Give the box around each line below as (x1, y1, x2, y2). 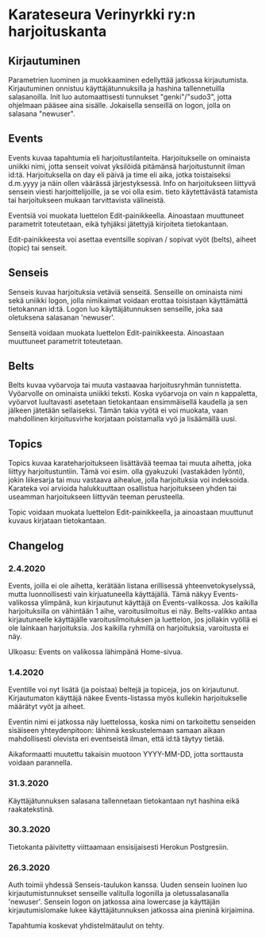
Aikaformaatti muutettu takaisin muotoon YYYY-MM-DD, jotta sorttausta (8, 750, 244, 759)
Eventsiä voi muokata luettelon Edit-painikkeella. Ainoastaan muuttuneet (8, 211, 245, 220)
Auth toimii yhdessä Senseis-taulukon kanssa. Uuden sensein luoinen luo (8, 880, 248, 890)
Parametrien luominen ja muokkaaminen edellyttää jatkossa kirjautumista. (8, 76, 249, 84)
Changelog (8, 539, 64, 552)
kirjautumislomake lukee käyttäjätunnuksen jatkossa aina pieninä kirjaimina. (8, 905, 255, 915)
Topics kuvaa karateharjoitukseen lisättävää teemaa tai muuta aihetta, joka (8, 459, 252, 468)
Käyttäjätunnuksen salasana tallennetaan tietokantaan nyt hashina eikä (8, 796, 240, 805)
